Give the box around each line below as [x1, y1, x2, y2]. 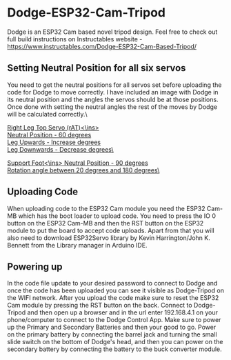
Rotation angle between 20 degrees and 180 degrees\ [7, 166, 160, 174]
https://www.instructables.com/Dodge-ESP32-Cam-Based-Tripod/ [7, 42, 197, 50]
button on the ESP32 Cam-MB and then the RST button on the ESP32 [7, 219, 204, 227]
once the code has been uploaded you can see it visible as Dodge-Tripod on [7, 286, 224, 294]
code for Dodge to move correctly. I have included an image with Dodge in [7, 88, 219, 96]
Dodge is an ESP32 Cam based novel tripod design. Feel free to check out [7, 28, 218, 36]
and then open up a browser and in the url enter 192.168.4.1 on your [27, 308, 219, 317]
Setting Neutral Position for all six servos [7, 62, 186, 74]
